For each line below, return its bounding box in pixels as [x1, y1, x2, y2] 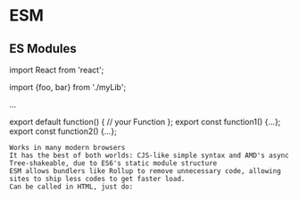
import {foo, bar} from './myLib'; [9, 82, 127, 92]
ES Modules [9, 41, 78, 56]
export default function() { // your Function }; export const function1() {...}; [9, 117, 281, 127]
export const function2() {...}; [9, 126, 118, 137]
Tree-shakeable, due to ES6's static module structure [9, 159, 218, 168]
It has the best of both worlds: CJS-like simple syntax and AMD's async [9, 151, 290, 160]
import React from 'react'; [9, 64, 104, 75]
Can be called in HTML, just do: [9, 182, 134, 191]
